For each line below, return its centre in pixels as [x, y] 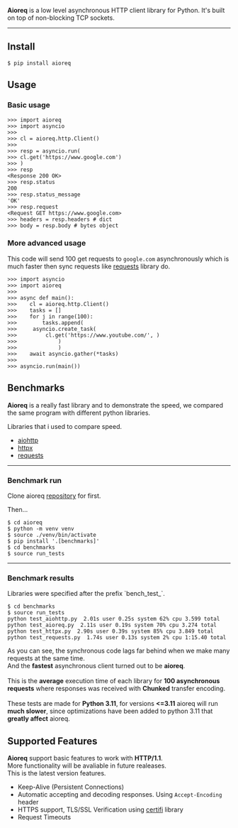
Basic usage [29, 105]
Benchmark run [35, 480]
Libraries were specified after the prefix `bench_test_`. [86, 594]
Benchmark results [41, 578]
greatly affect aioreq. [39, 719]
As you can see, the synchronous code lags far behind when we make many [119, 651]
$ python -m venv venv [41, 528]
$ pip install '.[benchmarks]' [53, 541]
